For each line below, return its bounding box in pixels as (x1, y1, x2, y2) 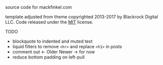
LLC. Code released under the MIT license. (5, 19, 93, 25)
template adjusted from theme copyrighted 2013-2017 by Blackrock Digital (5, 14, 158, 19)
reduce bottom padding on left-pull (12, 54, 85, 60)
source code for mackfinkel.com (5, 4, 72, 10)
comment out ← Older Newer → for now (12, 49, 95, 55)
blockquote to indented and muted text (12, 38, 92, 44)
